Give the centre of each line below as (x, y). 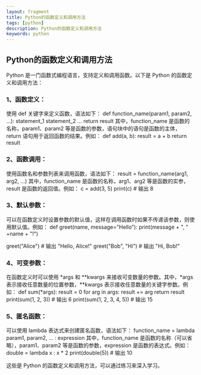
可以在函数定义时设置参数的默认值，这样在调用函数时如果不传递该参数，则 (98, 219)
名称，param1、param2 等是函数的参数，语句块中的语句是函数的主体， (93, 128)
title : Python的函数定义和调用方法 (46, 17)
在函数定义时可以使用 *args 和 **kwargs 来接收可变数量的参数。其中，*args (100, 277)
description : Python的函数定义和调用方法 (54, 28)
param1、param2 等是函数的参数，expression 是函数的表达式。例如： (105, 345)
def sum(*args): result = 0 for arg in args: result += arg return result (101, 292)
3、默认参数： (27, 205)
